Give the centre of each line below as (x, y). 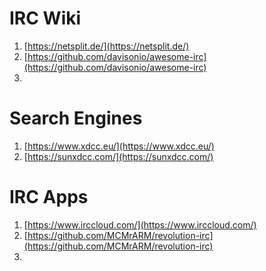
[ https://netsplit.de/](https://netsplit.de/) (106, 46)
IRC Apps (49, 197)
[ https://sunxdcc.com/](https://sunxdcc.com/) (118, 156)
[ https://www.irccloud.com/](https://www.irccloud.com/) (140, 224)
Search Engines (76, 118)
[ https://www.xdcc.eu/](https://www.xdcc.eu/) (119, 146)
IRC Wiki (45, 18)
